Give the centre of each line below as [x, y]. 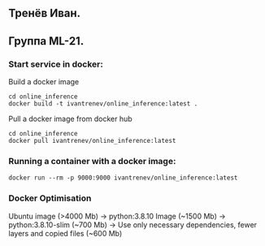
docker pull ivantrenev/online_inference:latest [92, 141]
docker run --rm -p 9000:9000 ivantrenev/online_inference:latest [123, 178]
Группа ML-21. [46, 41]
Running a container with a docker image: [92, 161]
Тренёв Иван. [45, 13]
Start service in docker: [56, 64]
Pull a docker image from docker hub [70, 119]
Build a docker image [44, 82]
